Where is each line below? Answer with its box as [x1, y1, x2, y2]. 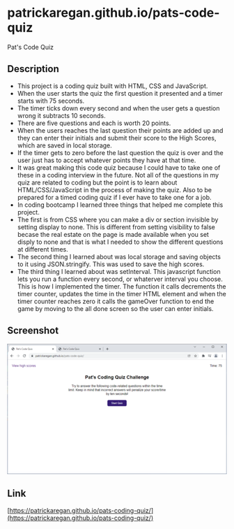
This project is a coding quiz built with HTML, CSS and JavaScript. [17, 82, 208, 90]
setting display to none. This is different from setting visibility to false [17, 222, 216, 231]
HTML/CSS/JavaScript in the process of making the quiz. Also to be [17, 185, 212, 194]
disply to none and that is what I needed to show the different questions [17, 238, 224, 246]
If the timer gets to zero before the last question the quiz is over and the [17, 148, 224, 157]
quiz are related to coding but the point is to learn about [17, 178, 178, 187]
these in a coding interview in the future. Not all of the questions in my [17, 171, 219, 179]
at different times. [17, 245, 68, 253]
